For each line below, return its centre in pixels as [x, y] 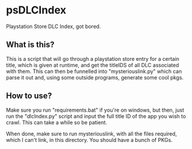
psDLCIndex [36, 10]
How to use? [29, 96]
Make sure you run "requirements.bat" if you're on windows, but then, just [95, 110]
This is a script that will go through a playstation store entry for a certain [93, 58]
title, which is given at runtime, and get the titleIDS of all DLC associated [92, 65]
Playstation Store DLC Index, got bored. [53, 26]
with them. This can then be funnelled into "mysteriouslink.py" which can [94, 71]
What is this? [30, 45]
